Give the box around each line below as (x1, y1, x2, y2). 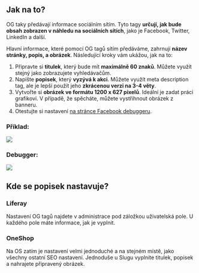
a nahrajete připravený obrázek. (6, 260, 85, 268)
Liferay (6, 199, 28, 207)
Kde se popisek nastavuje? (6, 181, 109, 191)
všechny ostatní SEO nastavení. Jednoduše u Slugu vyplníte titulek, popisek (6, 254, 194, 261)
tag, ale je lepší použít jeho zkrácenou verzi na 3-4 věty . (14, 82, 156, 89)
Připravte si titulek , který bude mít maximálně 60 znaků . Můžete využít (14, 63, 192, 70)
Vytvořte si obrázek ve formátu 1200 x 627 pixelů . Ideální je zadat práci (14, 88, 194, 95)
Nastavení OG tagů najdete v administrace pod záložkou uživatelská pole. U (6, 213, 194, 220)
